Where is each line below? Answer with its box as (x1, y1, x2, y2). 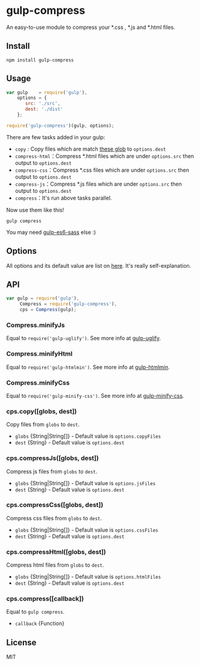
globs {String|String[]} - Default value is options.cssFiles (14, 526, 158, 534)
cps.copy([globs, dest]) (6, 407, 77, 415)
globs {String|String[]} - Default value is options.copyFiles (14, 432, 161, 440)
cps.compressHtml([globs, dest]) (6, 547, 107, 556)
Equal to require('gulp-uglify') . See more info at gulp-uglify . (6, 335, 161, 342)
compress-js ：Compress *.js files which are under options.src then (14, 180, 183, 188)
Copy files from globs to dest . (6, 421, 80, 428)
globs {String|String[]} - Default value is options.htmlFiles (14, 573, 161, 581)
